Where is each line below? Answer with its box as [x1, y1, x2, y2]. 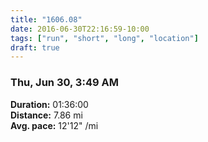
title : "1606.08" [10, 14, 83, 25]
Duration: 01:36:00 [10, 98, 89, 110]
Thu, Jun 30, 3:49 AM [10, 76, 119, 90]
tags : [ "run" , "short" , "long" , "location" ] [10, 33, 199, 43]
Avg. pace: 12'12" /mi [10, 119, 99, 131]
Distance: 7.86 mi [10, 109, 83, 121]
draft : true [10, 42, 60, 53]
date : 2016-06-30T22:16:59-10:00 [10, 24, 150, 34]
